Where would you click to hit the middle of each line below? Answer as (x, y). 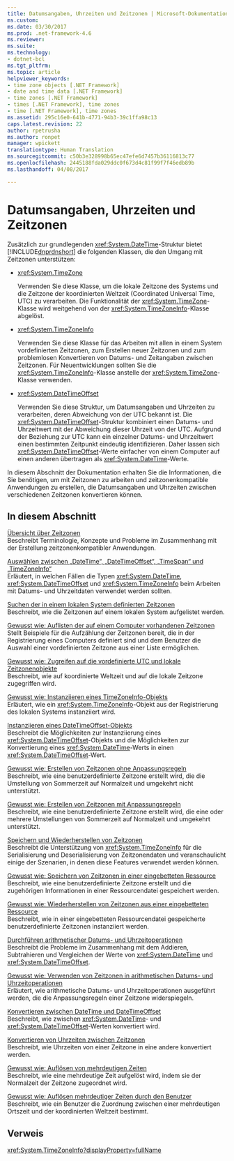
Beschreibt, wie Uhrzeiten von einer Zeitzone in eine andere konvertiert (109, 1047)
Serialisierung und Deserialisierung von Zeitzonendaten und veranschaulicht (117, 855)
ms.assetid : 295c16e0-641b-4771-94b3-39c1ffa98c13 (82, 117)
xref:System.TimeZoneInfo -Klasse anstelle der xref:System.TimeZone (117, 372)
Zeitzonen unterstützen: (41, 259)
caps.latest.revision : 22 (45, 124)
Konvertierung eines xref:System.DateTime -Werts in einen (91, 748)
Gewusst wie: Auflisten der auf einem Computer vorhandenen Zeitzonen (111, 626)
